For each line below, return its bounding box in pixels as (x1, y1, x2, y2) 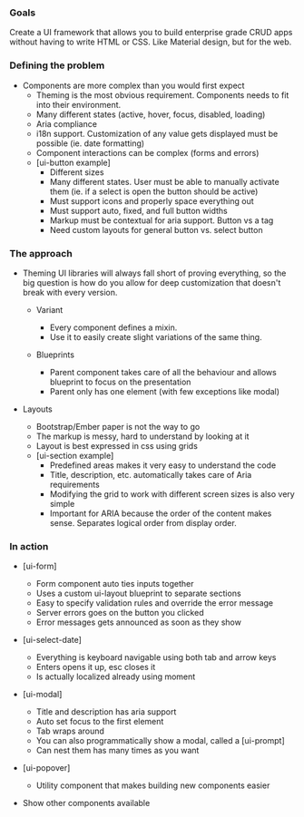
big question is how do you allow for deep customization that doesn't (22, 277, 281, 287)
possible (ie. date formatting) (35, 138, 145, 149)
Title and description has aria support (35, 706, 177, 717)
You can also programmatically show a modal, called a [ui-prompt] (35, 735, 285, 746)
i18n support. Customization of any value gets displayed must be (35, 128, 279, 139)
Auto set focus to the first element (35, 716, 164, 727)
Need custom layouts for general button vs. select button (49, 224, 263, 235)
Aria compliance (35, 118, 98, 129)
